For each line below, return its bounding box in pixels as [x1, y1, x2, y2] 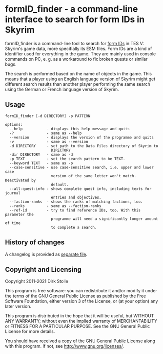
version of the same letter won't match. [51, 173, 137, 178]
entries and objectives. [51, 195, 102, 200]
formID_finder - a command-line [5, 3, 138, 15]
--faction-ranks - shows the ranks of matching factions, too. [9, 199, 143, 204]
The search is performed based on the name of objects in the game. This [5, 71, 152, 76]
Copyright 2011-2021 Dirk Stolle [5, 278, 68, 284]
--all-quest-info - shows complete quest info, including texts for [9, 186, 152, 191]
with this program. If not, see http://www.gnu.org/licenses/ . [5, 343, 124, 349]
